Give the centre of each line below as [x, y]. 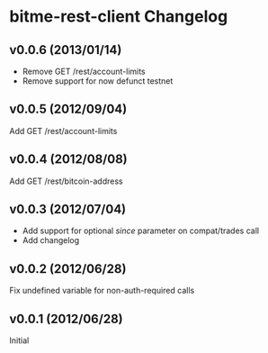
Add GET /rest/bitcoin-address [66, 181]
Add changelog [51, 240]
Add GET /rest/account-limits [63, 131]
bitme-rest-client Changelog [119, 17]
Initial [19, 340]
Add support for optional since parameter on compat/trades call [140, 231]
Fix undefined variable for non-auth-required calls [102, 291]
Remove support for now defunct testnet [98, 81]
